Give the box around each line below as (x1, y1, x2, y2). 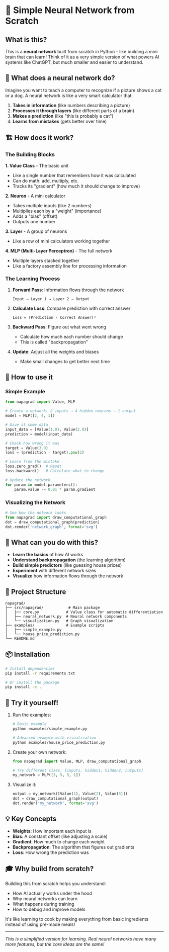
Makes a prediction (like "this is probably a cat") (12, 113, 114, 119)
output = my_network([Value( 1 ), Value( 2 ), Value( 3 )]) (12, 792, 128, 797)
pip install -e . (5, 684, 42, 689)
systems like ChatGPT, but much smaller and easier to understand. (5, 59, 143, 65)
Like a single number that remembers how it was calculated (12, 172, 136, 178)
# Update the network (5, 477, 51, 482)
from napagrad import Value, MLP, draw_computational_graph (12, 759, 141, 764)
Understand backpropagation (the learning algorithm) (12, 557, 126, 563)
